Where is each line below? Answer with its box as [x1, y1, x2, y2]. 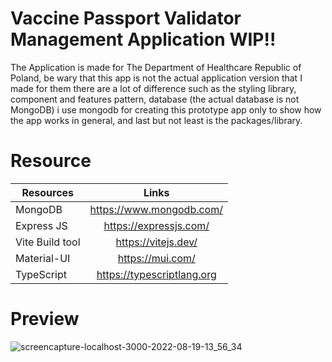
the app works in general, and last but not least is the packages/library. [10, 114, 303, 126]
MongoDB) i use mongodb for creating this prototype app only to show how [10, 103, 322, 116]
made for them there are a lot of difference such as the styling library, [10, 82, 297, 94]
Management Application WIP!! [10, 28, 277, 51]
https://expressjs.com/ [103, 218, 210, 232]
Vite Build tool [15, 235, 81, 249]
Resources [21, 185, 75, 199]
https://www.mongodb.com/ [89, 202, 223, 216]
